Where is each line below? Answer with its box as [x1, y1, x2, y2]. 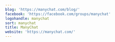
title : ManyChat [5, 25, 38, 30]
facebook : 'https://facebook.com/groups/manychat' [5, 12, 111, 16]
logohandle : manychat [5, 16, 50, 21]
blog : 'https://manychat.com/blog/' [5, 7, 80, 12]
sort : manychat [5, 20, 36, 26]
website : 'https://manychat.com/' [5, 29, 76, 34]
